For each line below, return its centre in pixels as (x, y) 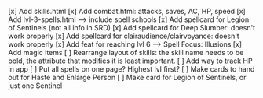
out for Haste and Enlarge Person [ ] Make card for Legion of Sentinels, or (127, 77)
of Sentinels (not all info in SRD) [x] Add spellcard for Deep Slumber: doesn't (132, 28)
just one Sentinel (35, 86)
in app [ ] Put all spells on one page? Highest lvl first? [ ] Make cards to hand (131, 69)
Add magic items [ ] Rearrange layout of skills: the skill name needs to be (126, 52)
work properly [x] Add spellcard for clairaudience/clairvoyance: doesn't (124, 36)
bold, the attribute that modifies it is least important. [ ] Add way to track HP (130, 61)
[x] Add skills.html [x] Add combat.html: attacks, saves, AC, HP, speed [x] (127, 11)
